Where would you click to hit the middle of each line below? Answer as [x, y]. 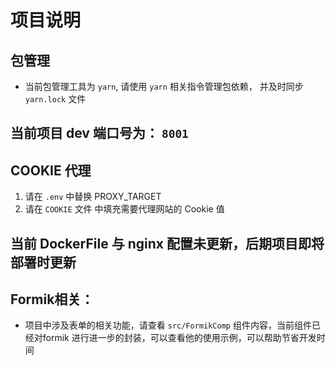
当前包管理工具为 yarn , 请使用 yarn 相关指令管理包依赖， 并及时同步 [164, 86]
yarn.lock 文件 [55, 99]
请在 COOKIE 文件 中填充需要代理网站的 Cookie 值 [124, 209]
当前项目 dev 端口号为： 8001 [99, 133]
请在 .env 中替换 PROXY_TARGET [93, 197]
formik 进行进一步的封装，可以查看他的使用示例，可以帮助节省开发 [179, 338]
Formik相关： [52, 299]
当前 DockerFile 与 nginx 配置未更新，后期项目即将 [167, 243]
